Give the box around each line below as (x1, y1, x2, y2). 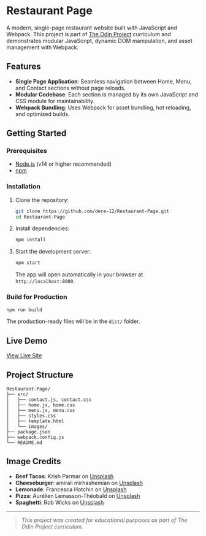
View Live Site (6, 352, 42, 359)
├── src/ (6, 391, 29, 398)
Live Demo (6, 335, 48, 346)
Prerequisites (6, 147, 47, 155)
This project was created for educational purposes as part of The (21, 516, 188, 524)
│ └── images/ (6, 424, 48, 430)
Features (6, 61, 41, 72)
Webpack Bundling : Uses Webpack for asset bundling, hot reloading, (15, 104, 191, 111)
